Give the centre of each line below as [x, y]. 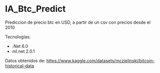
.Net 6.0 [20, 46]
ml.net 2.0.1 [23, 51]
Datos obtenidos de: [25, 60]
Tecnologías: [18, 37]
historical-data [20, 66]
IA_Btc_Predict [35, 9]
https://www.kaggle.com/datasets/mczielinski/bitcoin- [101, 60]
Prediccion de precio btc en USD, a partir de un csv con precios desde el [78, 22]
